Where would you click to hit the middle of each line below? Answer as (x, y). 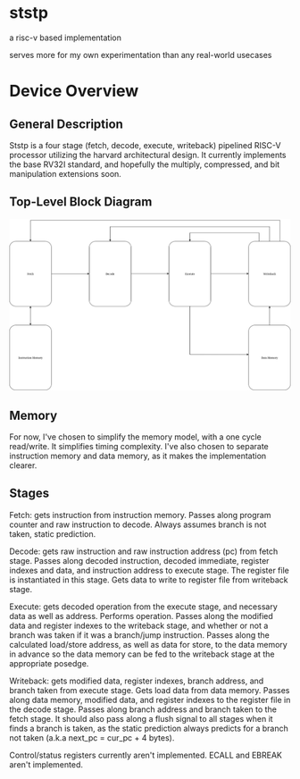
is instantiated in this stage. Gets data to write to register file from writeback (149, 580)
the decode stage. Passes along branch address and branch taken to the (143, 709)
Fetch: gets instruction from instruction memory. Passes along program (140, 515)
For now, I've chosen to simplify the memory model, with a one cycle (135, 437)
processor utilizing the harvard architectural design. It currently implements (148, 155)
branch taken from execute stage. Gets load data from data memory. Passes (150, 690)
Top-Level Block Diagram (81, 202)
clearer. (23, 465)
